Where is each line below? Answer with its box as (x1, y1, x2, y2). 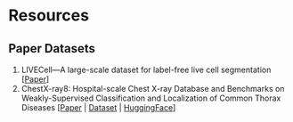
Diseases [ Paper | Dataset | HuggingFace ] (20, 102, 176, 112)
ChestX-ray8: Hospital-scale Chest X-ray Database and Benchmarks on (20, 84, 285, 94)
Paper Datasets (8, 41, 95, 56)
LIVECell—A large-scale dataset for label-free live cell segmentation (20, 64, 272, 75)
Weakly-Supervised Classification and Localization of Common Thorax (20, 93, 281, 103)
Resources (8, 5, 90, 26)
